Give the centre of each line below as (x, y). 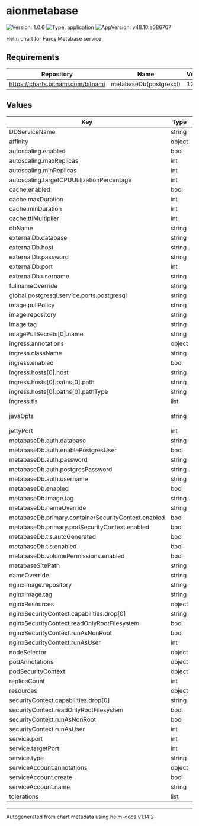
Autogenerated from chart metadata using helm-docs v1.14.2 (80, 817)
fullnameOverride (33, 285)
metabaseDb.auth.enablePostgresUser (63, 450)
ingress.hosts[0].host (39, 372)
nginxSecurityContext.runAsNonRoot (61, 633)
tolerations (24, 796)
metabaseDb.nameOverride (48, 507)
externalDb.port (31, 266)
